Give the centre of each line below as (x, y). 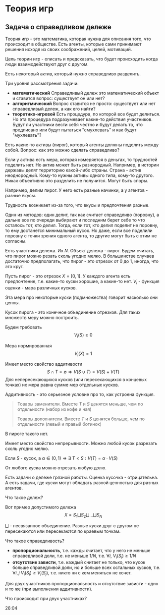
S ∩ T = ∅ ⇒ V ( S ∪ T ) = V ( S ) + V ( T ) (83, 372)
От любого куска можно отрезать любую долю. (56, 468)
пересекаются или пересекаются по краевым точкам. (63, 531)
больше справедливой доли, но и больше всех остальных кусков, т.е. (86, 567)
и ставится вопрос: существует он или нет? (58, 98)
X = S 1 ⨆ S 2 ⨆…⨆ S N (83, 516)
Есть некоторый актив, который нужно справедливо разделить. (73, 74)
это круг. (14, 266)
